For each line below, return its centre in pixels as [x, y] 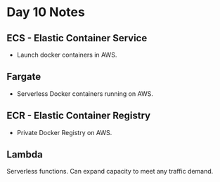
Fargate [24, 77]
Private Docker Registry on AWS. [64, 132]
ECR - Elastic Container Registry [79, 116]
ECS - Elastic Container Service [77, 38]
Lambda [25, 155]
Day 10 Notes [46, 12]
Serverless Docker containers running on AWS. [85, 93]
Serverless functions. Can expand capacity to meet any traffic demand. [110, 171]
